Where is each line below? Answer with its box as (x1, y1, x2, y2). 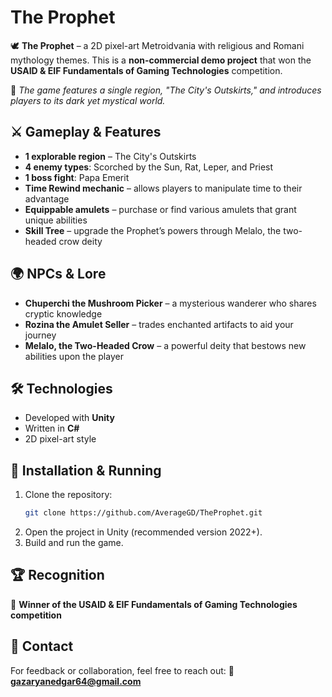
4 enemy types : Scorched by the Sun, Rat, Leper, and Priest (24, 161, 274, 173)
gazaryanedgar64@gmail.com (10, 675, 142, 687)
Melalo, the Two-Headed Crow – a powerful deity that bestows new (24, 339, 307, 351)
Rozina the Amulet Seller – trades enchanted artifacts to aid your (24, 318, 294, 330)
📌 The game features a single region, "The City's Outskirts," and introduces (10, 84, 322, 96)
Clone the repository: (24, 489, 113, 501)
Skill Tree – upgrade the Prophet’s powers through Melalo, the (24, 224, 282, 236)
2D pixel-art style (24, 433, 97, 445)
